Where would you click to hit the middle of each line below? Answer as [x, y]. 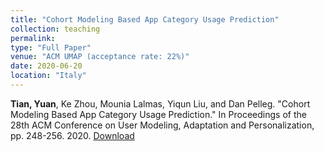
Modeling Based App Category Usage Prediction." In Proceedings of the [158, 114]
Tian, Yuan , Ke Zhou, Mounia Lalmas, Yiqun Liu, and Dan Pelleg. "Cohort [160, 103]
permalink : [33, 38]
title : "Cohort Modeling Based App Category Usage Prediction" [145, 19]
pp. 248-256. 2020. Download [72, 135]
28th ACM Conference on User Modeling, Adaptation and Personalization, [162, 125]
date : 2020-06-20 [46, 66]
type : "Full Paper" [51, 47]
